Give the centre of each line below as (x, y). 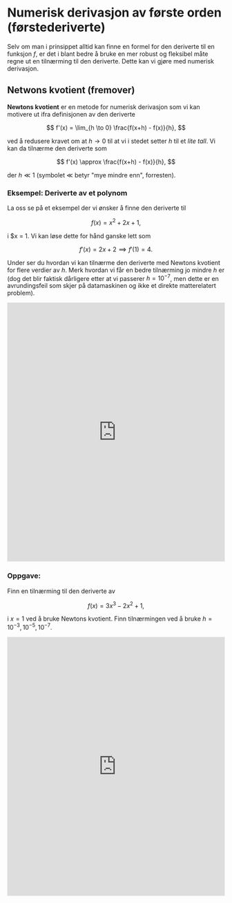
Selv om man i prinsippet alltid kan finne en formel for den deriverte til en (111, 46)
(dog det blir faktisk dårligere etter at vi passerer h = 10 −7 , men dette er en (113, 278)
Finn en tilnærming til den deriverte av (61, 591)
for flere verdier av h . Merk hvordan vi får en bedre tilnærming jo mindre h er (116, 270)
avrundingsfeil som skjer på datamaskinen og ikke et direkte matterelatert (112, 286)
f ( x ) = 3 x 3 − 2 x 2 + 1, (116, 605)
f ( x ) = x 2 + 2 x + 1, (116, 222)
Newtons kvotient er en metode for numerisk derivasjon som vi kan (104, 107)
